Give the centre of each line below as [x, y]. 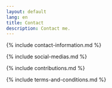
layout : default [26, 12]
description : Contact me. [38, 28]
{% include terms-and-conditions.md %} [56, 80]
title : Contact [25, 23]
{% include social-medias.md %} [47, 56]
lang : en [17, 17]
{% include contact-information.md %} [54, 45]
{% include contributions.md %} [46, 68]
